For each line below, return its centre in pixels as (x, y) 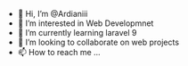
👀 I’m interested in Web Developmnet (86, 23)
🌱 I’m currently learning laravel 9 (77, 33)
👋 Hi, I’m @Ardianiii (53, 14)
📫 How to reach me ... (59, 52)
